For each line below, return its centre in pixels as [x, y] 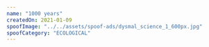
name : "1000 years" [35, 13]
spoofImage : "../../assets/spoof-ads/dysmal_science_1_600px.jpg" [104, 26]
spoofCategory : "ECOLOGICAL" [49, 33]
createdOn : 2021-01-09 [39, 20]
